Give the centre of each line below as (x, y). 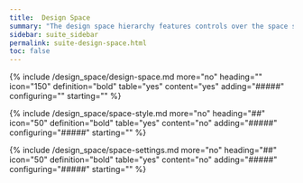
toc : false (30, 51)
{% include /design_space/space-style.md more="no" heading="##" (138, 114)
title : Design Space (50, 18)
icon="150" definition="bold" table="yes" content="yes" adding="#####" (147, 87)
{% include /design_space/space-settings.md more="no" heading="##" (143, 151)
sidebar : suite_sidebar (54, 34)
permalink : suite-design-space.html (78, 43)
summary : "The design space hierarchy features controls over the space (149, 26)
